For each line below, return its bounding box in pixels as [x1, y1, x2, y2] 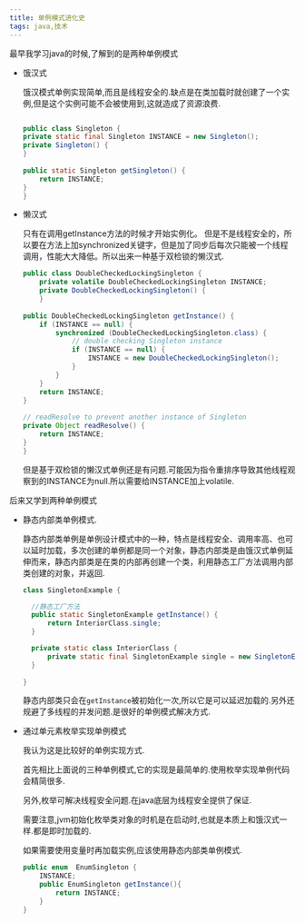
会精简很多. [22, 776, 65, 787]
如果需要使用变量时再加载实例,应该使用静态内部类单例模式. [22, 845, 242, 856]
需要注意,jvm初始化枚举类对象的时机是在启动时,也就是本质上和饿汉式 [22, 814, 280, 825]
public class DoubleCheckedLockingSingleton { [22, 269, 202, 278]
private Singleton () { [22, 141, 109, 150]
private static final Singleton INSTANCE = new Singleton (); [22, 133, 260, 142]
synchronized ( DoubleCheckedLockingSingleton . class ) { [55, 328, 268, 337]
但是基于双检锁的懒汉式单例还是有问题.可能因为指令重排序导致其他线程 [22, 464, 288, 475]
